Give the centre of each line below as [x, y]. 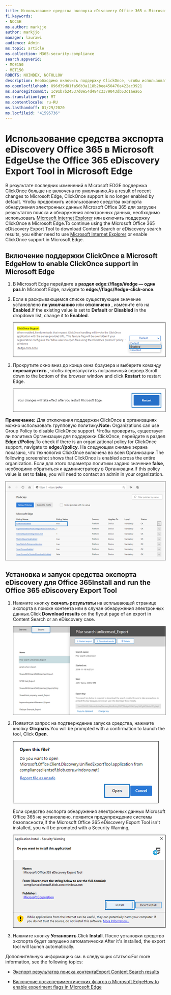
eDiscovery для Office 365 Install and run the [78, 583]
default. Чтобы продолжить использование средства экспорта [74, 202]
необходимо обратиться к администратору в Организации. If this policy [83, 469]
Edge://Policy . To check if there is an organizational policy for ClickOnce [81, 442]
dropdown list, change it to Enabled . [51, 315]
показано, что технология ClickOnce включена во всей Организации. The [85, 453]
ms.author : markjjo [26, 27]
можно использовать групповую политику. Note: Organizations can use [82, 425]
